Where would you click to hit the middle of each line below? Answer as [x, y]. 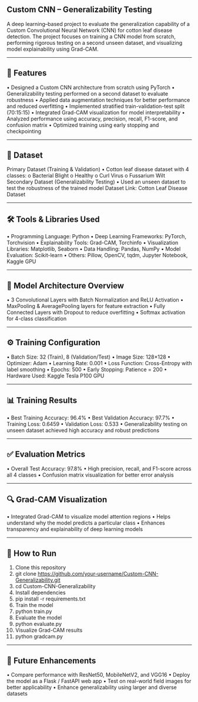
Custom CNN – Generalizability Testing [79, 10]
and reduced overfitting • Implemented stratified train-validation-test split [96, 106]
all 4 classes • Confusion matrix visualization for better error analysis [90, 475]
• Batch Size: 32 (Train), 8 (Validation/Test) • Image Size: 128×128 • [89, 357]
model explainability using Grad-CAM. [53, 49]
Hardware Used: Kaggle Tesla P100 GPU [56, 375]
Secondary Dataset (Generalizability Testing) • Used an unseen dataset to [96, 182]
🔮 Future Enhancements [51, 660]
